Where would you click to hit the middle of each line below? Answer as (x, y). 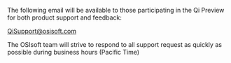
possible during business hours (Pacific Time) (73, 52)
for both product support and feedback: (65, 17)
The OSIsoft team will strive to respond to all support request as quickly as (115, 44)
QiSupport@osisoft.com (42, 31)
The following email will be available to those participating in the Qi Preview (116, 10)
